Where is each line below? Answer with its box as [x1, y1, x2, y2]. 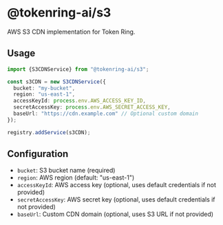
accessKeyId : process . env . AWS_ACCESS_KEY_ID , [13, 98, 147, 105]
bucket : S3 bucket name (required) [17, 167, 116, 175]
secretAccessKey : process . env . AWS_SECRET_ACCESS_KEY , [13, 104, 171, 111]
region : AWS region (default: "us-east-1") [17, 173, 135, 182]
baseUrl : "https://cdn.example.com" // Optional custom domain [13, 110, 198, 117]
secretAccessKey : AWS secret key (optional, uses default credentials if [17, 195, 215, 204]
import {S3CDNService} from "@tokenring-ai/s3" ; [7, 65, 149, 73]
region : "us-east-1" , [13, 91, 76, 98]
